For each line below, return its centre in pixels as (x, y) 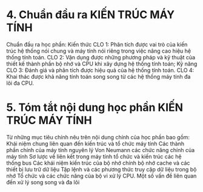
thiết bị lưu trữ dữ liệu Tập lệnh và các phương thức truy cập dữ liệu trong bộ (101, 169)
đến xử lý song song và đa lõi (43, 182)
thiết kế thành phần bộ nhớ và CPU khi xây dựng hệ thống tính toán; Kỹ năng (102, 64)
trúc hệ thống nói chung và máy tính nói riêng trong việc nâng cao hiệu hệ (99, 51)
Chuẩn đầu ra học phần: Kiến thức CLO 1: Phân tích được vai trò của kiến (97, 44)
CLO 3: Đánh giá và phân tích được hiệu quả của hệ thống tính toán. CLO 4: (100, 70)
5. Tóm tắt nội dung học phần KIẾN (95, 108)
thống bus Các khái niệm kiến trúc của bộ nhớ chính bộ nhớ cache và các (98, 163)
